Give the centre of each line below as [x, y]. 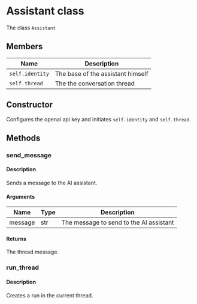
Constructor [29, 105]
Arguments [21, 196]
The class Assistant [31, 28]
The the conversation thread [95, 84]
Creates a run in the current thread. [50, 295]
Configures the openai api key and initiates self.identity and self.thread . [99, 119]
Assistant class [45, 11]
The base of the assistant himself [101, 73]
